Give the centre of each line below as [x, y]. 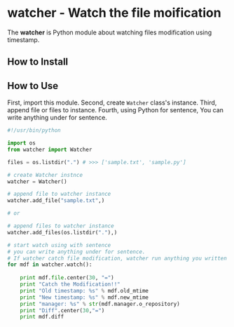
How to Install [38, 62]
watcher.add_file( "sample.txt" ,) [56, 201]
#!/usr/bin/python [34, 131]
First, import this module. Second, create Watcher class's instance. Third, [112, 102]
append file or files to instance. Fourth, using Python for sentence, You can [116, 110]
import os [22, 143]
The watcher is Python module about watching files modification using [110, 32]
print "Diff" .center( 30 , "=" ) [62, 310]
